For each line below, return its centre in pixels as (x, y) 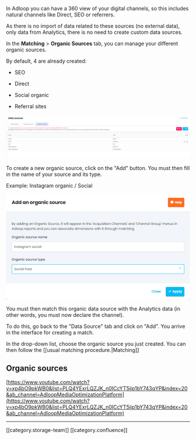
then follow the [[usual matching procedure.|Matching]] (73, 350)
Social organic (32, 95)
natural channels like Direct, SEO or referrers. (60, 15)
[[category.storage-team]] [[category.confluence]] (67, 430)
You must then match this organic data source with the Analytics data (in (93, 309)
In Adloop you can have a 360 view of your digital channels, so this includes (97, 8)
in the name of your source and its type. (54, 174)
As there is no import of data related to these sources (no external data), (93, 26)
